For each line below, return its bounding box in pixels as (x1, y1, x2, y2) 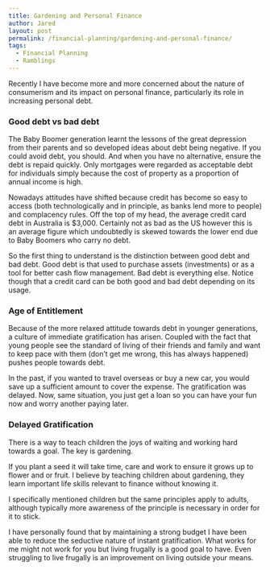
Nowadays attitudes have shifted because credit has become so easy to (8, 192, 248, 202)
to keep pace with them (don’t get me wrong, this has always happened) (8, 349, 249, 359)
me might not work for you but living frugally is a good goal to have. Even (8, 544, 251, 554)
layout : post (8, 27, 52, 35)
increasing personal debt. (8, 96, 93, 105)
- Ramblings (15, 57, 56, 65)
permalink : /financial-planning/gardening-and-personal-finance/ (8, 34, 232, 43)
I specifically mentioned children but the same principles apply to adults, (8, 494, 250, 504)
